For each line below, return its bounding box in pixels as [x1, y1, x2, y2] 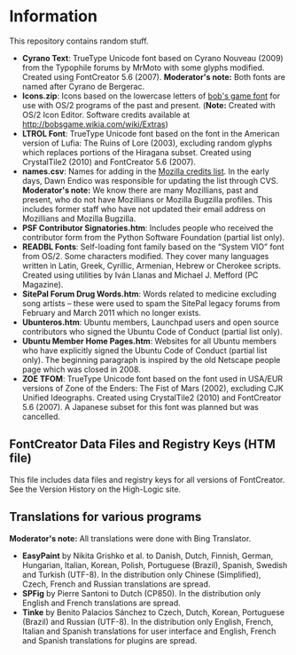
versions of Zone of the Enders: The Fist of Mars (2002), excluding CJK [21, 383, 284, 393]
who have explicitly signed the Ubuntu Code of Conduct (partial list [21, 344, 268, 356]
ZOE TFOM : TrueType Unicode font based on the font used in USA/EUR [21, 373, 284, 383]
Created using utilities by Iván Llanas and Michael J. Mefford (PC [21, 269, 259, 280]
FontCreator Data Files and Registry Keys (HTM [9, 437, 277, 452]
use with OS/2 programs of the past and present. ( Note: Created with [21, 99, 277, 110]
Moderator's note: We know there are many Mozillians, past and [21, 185, 259, 195]
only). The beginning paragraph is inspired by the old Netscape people [21, 354, 281, 365]
